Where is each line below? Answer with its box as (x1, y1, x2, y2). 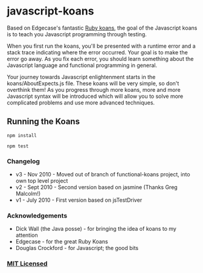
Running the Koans (7, 117, 80, 127)
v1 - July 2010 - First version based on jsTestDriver (15, 196, 143, 204)
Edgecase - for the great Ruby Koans (15, 238, 108, 245)
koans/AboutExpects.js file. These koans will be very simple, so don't (7, 80, 179, 87)
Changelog (7, 157, 40, 165)
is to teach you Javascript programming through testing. (7, 30, 147, 37)
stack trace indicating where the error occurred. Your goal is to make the (7, 48, 188, 56)
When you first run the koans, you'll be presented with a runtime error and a (7, 42, 196, 50)
